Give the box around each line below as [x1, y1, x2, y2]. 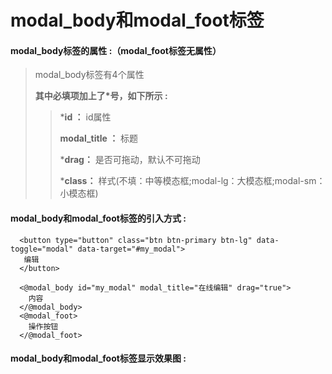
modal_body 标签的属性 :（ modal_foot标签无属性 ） [10, 44, 222, 56]
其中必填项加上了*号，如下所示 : [34, 90, 168, 102]
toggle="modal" [10, 244, 74, 254]
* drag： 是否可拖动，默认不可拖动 [59, 154, 201, 166]
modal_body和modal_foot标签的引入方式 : [10, 212, 187, 224]
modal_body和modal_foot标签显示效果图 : [10, 352, 187, 365]
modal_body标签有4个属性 [34, 69, 145, 81]
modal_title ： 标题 [59, 132, 139, 145]
